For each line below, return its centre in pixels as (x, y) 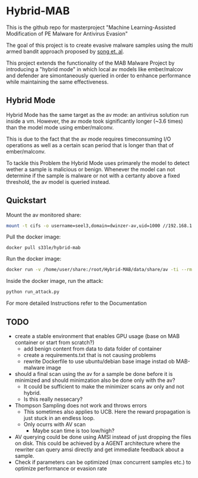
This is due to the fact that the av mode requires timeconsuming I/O (89, 139)
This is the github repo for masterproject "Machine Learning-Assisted (91, 27)
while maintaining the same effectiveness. (58, 82)
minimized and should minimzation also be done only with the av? (95, 380)
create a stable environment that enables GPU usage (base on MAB (97, 336)
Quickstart (26, 201)
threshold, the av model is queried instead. (58, 181)
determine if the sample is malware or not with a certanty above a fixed (93, 176)
